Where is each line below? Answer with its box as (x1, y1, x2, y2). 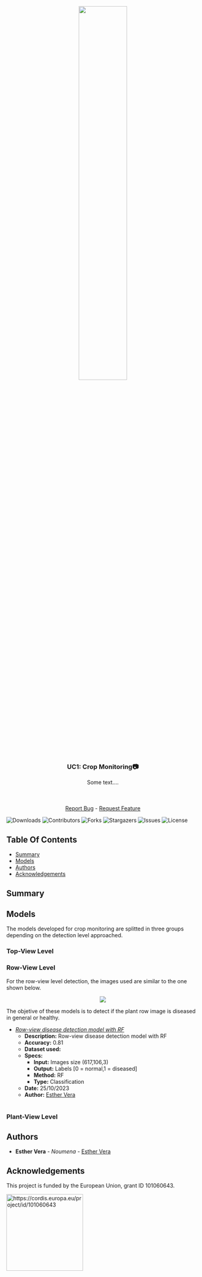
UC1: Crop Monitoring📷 (67, 762, 139, 771)
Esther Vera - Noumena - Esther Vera (15, 1148, 111, 1156)
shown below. (6, 984, 42, 991)
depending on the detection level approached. (6, 932, 123, 939)
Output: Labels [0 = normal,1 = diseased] (33, 1065, 138, 1072)
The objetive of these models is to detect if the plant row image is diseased (6, 1007, 196, 1014)
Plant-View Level (6, 1113, 58, 1121)
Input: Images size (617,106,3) (33, 1058, 109, 1065)
